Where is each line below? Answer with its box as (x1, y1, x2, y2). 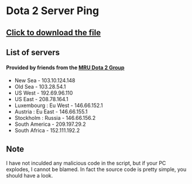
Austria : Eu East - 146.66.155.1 (14, 108, 88, 115)
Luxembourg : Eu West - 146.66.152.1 (14, 102, 104, 109)
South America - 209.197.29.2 (14, 121, 86, 128)
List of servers (6, 47, 60, 57)
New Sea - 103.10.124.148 (14, 77, 76, 84)
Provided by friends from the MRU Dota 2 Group (6, 63, 125, 71)
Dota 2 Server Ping (6, 4, 100, 18)
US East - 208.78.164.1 (14, 96, 68, 103)
